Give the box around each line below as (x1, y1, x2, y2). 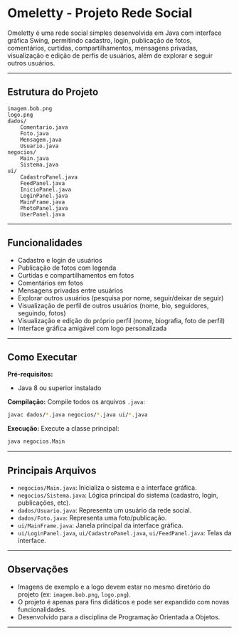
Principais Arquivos (7, 464, 97, 476)
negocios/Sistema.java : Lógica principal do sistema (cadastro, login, (17, 490, 218, 499)
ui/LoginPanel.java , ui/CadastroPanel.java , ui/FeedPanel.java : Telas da (17, 528, 232, 537)
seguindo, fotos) (17, 308, 66, 317)
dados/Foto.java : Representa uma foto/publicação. (17, 513, 167, 522)
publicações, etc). (17, 498, 71, 507)
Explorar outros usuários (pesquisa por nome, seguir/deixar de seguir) (17, 293, 224, 302)
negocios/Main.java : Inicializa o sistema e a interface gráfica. (17, 483, 197, 492)
